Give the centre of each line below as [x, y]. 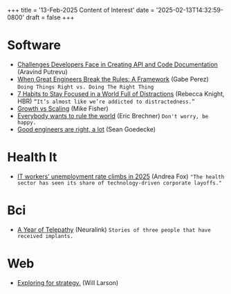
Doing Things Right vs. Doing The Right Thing [85, 87]
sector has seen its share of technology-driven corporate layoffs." [120, 183]
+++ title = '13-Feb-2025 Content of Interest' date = [81, 10]
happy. [27, 122]
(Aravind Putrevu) [42, 71]
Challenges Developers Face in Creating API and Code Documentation [117, 64]
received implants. [45, 236]
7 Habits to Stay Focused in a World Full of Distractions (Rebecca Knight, [121, 93]
